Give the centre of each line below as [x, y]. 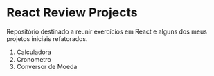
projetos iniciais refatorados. [47, 38]
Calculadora [34, 52]
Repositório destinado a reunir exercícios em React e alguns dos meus [107, 31]
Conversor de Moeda [47, 66]
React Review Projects [72, 13]
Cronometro [34, 59]
